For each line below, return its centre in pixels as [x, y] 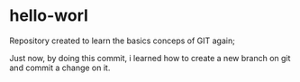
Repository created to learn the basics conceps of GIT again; [123, 41]
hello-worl [49, 16]
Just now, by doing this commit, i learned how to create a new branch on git [150, 58]
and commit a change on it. [60, 68]
